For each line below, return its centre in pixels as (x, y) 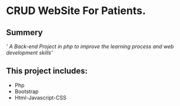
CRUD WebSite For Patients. (76, 11)
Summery (24, 33)
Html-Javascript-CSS (40, 97)
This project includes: (47, 71)
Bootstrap (26, 91)
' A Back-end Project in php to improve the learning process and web (90, 46)
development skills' (29, 53)
